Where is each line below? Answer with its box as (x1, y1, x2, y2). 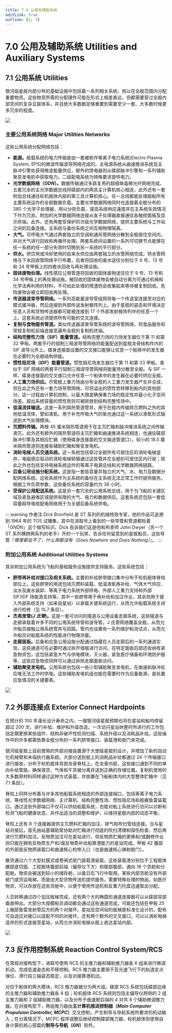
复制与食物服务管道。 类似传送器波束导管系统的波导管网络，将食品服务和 (12, 321, 165, 327)
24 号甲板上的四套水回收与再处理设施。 (18, 263, 102, 270)
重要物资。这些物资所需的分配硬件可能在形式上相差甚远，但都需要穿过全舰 (5, 94, 162, 100)
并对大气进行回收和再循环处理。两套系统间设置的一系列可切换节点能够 (12, 238, 161, 244)
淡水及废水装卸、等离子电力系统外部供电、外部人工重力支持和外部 (12, 587, 152, 593)
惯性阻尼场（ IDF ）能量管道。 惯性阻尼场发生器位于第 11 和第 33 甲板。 (12, 359, 160, 365)
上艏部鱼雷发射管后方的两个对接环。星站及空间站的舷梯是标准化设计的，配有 (5, 906, 167, 913)
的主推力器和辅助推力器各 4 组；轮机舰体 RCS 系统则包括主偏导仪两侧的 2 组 (5, 990, 167, 996)
